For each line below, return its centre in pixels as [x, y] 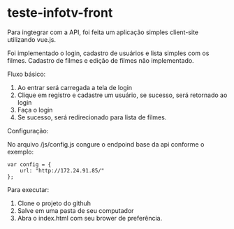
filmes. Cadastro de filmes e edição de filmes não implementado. [101, 60]
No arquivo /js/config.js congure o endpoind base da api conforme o [106, 144]
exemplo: [20, 152]
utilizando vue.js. [31, 39]
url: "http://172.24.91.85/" [62, 170]
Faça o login [35, 110]
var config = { [29, 164]
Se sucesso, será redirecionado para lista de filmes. [92, 117]
